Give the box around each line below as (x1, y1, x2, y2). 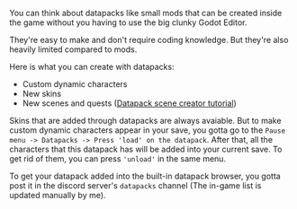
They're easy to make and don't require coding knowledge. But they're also (9, 35, 289, 45)
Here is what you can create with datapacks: (9, 62, 175, 72)
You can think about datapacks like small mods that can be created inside (9, 8, 283, 18)
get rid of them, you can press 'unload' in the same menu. (9, 153, 227, 164)
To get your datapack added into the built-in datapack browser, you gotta (9, 170, 281, 181)
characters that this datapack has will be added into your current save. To (9, 144, 283, 154)
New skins (22, 89, 61, 99)
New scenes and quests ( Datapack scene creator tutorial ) (22, 98, 237, 109)
